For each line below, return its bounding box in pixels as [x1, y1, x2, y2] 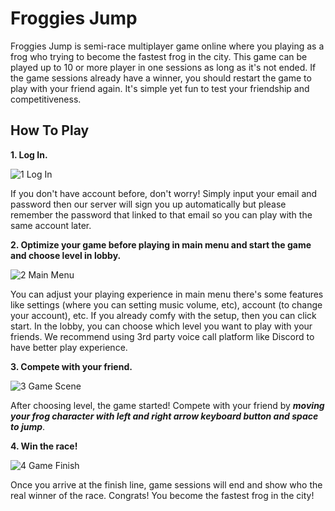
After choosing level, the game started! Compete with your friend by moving [10, 399, 325, 411]
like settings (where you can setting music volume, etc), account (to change [10, 298, 323, 311]
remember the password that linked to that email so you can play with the [10, 208, 313, 221]
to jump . [10, 420, 46, 432]
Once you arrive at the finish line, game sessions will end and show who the [10, 478, 323, 491]
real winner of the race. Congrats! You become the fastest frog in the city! [10, 489, 315, 501]
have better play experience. [10, 341, 128, 353]
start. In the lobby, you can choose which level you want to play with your [10, 320, 313, 332]
